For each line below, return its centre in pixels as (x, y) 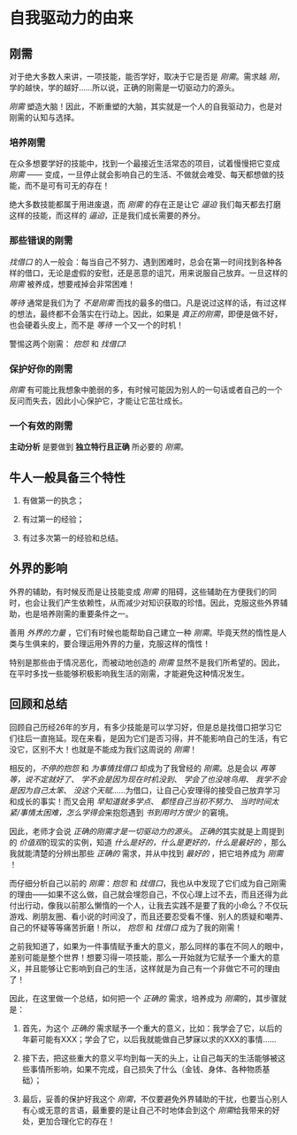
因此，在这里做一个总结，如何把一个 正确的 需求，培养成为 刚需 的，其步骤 (144, 998)
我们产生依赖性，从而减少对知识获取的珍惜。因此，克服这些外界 (164, 602)
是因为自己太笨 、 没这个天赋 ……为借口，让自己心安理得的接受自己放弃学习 (145, 790)
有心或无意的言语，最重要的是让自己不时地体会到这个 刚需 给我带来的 (147, 1110)
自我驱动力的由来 (72, 18)
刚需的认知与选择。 (44, 117)
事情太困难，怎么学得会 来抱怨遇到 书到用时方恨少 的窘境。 (126, 812)
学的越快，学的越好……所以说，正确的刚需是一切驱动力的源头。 (125, 88)
